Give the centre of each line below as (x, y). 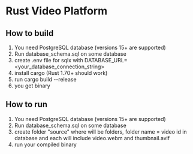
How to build (30, 33)
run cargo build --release (45, 79)
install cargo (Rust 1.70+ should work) (61, 73)
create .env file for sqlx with (49, 60)
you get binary (32, 86)
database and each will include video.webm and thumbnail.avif (92, 138)
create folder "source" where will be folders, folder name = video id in (100, 132)
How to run (27, 105)
